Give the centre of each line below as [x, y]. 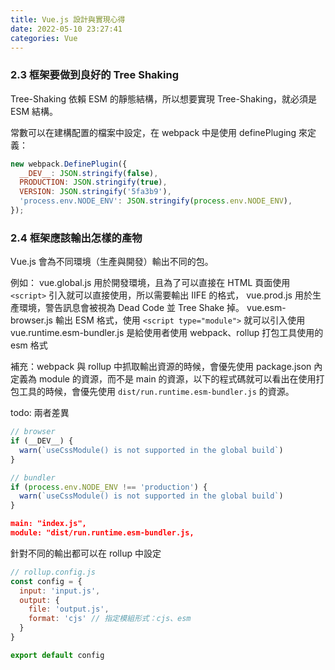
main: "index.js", [48, 524]
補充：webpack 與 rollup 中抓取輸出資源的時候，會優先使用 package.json [161, 367]
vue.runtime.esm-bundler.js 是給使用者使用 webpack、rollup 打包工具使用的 [167, 333]
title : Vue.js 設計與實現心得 [68, 19]
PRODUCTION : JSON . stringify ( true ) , [93, 182]
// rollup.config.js [53, 572]
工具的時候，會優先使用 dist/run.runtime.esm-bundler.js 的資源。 [156, 392]
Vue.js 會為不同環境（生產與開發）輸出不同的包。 [112, 262]
